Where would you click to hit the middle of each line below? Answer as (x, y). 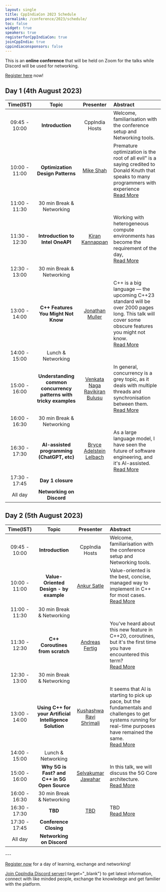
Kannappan (95, 242)
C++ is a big (127, 283)
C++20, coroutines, (132, 636)
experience (126, 189)
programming (56, 451)
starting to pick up (131, 695)
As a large (125, 432)
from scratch (54, 651)
